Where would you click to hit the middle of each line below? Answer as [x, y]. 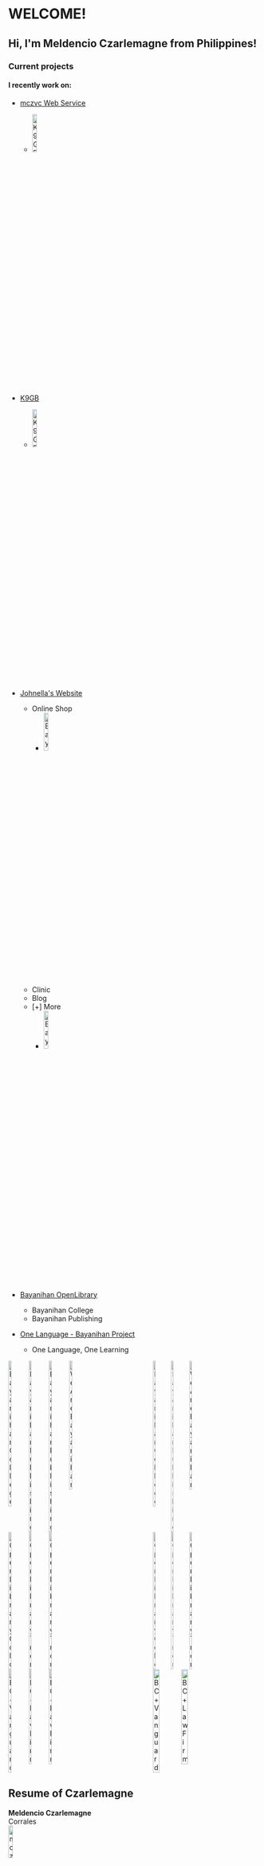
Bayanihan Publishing [67, 1318]
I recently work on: [40, 85]
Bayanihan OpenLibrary [59, 1294]
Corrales [23, 1821]
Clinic [41, 989]
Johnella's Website [51, 693]
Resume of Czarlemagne [71, 1794]
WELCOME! [47, 14]
